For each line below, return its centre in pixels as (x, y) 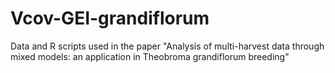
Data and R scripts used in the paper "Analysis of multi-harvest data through (167, 46)
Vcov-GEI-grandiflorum (110, 18)
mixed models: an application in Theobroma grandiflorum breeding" (150, 56)
